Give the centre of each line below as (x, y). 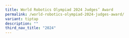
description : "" (22, 23)
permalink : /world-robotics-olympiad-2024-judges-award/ (65, 14)
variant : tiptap (22, 19)
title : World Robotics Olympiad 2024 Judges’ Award (59, 10)
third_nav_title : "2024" (31, 28)
